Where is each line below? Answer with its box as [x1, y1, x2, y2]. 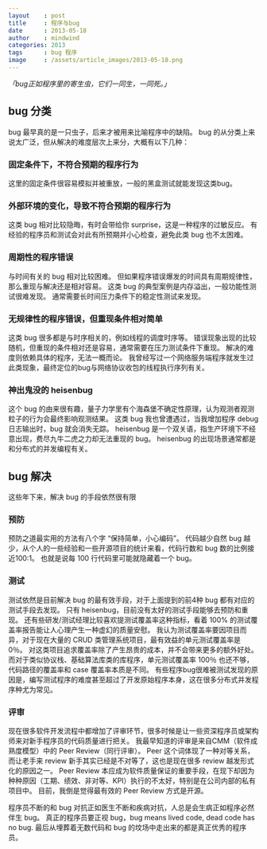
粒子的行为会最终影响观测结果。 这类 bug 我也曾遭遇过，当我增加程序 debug [8, 414, 259, 424]
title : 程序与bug [8, 19, 80, 27]
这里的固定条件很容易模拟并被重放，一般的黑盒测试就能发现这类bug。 [8, 178, 237, 188]
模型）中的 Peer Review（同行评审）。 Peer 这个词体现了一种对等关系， [21, 745, 254, 755]
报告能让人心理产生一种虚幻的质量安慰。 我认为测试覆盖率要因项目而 [21, 624, 247, 634]
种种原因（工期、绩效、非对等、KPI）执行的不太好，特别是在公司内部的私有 [8, 776, 257, 785]
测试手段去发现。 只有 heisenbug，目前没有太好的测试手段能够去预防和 [8, 604, 242, 614]
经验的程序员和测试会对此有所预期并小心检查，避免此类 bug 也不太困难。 [8, 230, 248, 240]
